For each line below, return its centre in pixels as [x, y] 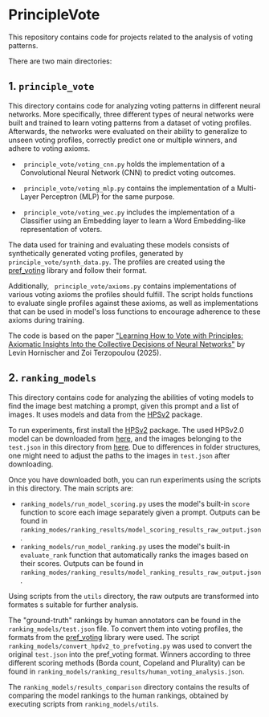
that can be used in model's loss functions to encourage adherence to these [134, 312]
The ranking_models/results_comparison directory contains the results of [129, 686]
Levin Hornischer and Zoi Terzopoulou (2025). [85, 352]
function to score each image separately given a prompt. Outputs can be [140, 512]
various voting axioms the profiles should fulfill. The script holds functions [131, 294]
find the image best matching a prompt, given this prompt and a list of [124, 405]
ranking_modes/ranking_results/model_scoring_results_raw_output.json [141, 530]
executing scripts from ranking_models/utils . [84, 703]
